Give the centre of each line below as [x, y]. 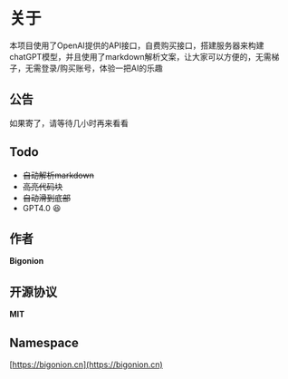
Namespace [44, 342]
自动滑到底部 [46, 198]
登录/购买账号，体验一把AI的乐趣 [101, 68]
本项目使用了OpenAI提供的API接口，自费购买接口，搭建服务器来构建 [137, 45]
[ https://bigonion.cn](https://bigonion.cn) [86, 364]
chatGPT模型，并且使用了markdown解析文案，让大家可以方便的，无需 [140, 56]
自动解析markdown [58, 175]
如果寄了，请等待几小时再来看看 [69, 122]
